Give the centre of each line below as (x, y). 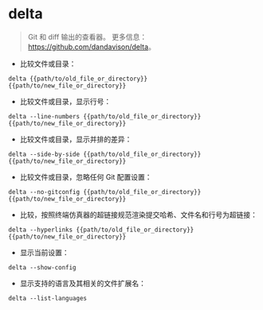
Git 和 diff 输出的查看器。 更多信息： (87, 37)
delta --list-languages (48, 298)
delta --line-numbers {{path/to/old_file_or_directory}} (105, 116)
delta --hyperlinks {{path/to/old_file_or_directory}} (101, 230)
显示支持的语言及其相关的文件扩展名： (82, 283)
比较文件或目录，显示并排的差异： (76, 139)
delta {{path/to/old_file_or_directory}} (78, 79)
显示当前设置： (44, 252)
